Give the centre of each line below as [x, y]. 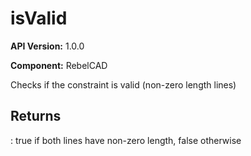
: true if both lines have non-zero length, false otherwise [126, 140]
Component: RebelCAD [59, 65]
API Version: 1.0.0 [47, 46]
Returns [36, 116]
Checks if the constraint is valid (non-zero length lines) [123, 84]
